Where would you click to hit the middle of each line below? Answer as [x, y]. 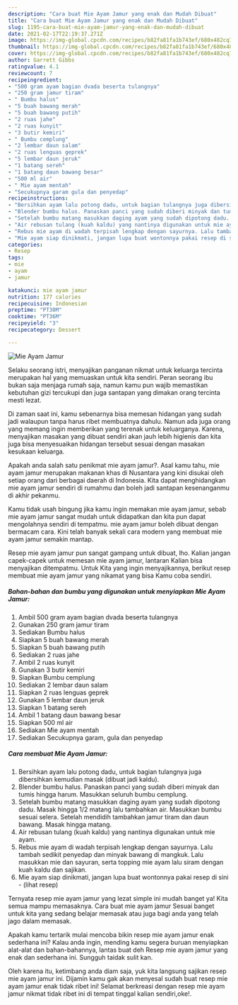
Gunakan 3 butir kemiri [52, 670]
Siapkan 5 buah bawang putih [61, 647]
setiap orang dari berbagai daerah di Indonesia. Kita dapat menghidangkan [117, 480]
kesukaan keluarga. [36, 451]
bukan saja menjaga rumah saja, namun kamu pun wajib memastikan [108, 385]
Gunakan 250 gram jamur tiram [64, 624]
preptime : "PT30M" [35, 310]
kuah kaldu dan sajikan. [53, 870]
